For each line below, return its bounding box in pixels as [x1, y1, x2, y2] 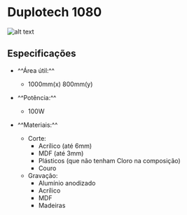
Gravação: [27, 171, 58, 179]
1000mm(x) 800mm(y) [27, 80, 93, 88]
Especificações [7, 48, 76, 60]
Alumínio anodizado [38, 179, 96, 187]
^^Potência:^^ [17, 93, 57, 102]
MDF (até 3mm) [38, 148, 84, 158]
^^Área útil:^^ [17, 66, 55, 74]
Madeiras [38, 201, 66, 209]
